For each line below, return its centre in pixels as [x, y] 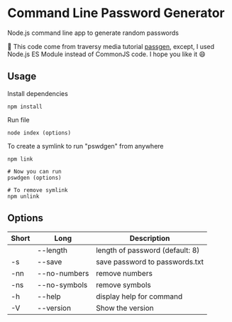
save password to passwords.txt [150, 262]
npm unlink [23, 196]
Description [150, 238]
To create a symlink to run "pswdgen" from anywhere [85, 146]
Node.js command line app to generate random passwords [93, 33]
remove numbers [124, 273]
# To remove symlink [38, 190]
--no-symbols [62, 284]
